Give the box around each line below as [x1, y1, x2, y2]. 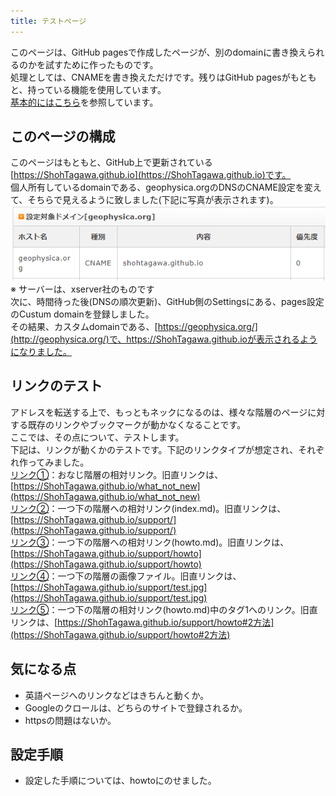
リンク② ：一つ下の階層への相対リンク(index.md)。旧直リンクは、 [10, 502, 287, 514]
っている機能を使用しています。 [36, 83, 167, 95]
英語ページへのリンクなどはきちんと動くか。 [24, 689, 210, 701]
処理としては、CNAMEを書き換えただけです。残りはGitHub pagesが [10, 71, 291, 83]
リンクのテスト [10, 378, 103, 395]
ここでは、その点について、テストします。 [10, 431, 185, 443]
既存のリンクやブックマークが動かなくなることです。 [27, 418, 247, 430]
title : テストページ [10, 16, 87, 26]
